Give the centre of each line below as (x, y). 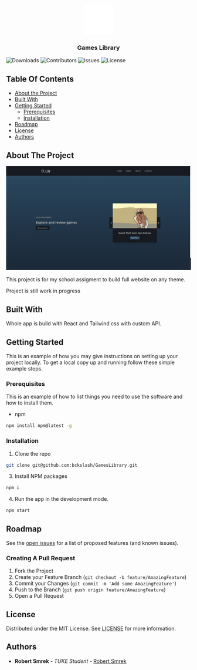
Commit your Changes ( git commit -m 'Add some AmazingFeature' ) (96, 584)
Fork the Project (34, 571)
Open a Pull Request (39, 596)
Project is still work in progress (43, 291)
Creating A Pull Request (40, 558)
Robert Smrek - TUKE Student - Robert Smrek (71, 661)
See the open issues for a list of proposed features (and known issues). (92, 543)
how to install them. (30, 403)
